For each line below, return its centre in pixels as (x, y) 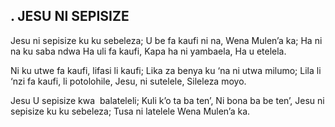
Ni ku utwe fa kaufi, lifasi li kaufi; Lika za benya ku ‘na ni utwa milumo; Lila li (166, 70)
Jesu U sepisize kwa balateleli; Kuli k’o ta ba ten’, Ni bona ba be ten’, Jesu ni (167, 100)
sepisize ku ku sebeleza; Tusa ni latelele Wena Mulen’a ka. (130, 111)
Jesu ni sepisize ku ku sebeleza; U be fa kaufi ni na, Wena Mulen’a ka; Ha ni (166, 40)
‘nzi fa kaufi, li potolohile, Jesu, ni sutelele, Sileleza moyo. (128, 81)
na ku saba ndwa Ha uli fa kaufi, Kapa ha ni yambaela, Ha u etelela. (148, 51)
